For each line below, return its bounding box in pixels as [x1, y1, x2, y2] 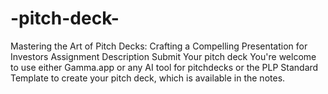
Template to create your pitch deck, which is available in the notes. [10, 72, 286, 84]
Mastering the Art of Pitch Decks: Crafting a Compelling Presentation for [10, 40, 308, 52]
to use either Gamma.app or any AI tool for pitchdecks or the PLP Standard [10, 61, 319, 73]
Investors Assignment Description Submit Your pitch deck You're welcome [10, 50, 317, 62]
